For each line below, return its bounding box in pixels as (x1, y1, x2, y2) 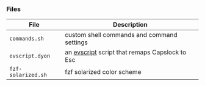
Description (112, 21, 148, 29)
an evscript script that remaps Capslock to (65, 48, 187, 56)
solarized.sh (9, 71, 48, 79)
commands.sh (9, 35, 45, 42)
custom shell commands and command (65, 31, 178, 39)
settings (65, 38, 88, 47)
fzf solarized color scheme (65, 68, 142, 76)
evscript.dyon (9, 53, 51, 59)
